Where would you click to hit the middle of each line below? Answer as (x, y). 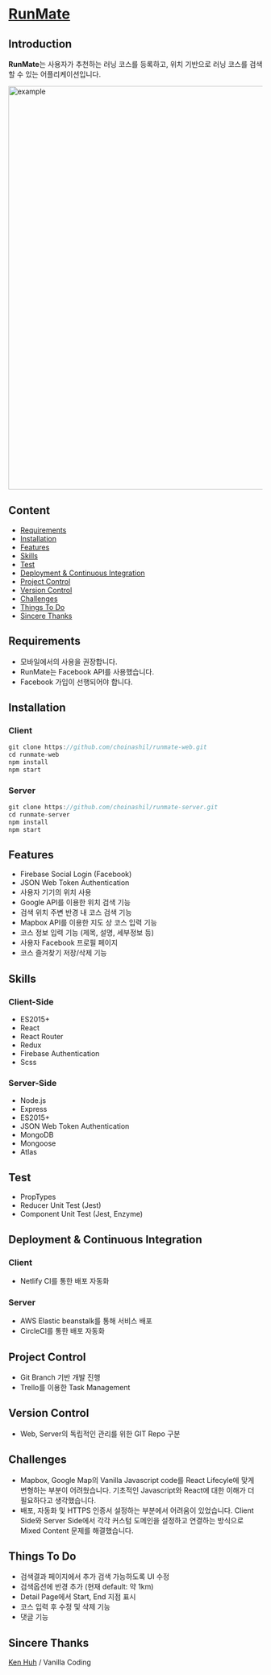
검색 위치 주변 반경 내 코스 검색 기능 (76, 913)
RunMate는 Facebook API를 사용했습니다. (87, 671)
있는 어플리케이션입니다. (63, 74)
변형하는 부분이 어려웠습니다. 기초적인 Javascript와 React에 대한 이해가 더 (137, 1490)
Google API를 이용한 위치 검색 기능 (75, 902)
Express (33, 1109)
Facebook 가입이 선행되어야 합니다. (76, 682)
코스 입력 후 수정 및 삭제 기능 (65, 1607)
